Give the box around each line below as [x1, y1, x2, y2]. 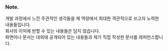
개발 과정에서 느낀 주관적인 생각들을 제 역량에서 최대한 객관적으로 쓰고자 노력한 [5, 15, 159, 21]
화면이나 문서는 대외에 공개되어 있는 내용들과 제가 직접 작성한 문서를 [5, 34, 138, 40]
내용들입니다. [5, 21, 31, 28]
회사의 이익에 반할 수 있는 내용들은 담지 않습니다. [5, 28, 100, 34]
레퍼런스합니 [138, 34, 163, 40]
